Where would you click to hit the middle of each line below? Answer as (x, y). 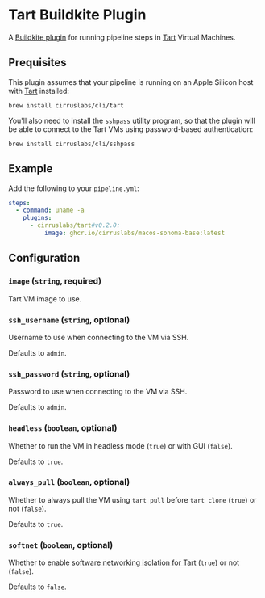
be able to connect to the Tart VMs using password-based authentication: (131, 129)
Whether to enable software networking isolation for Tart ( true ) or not (124, 562)
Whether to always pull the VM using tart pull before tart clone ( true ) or (132, 499)
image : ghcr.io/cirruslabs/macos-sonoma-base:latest (135, 233)
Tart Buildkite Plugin (77, 15)
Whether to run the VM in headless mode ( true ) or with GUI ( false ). (121, 445)
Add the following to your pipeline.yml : (74, 188)
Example (31, 168)
